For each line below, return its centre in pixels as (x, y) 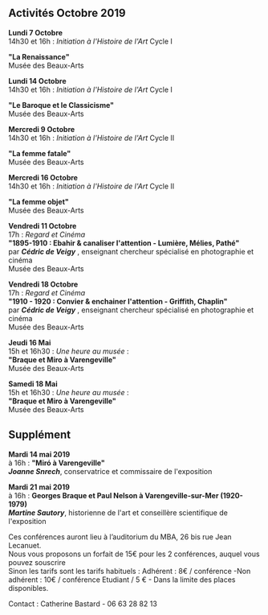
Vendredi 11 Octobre (43, 225)
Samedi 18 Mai (33, 384)
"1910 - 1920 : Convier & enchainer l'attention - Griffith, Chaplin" (118, 301)
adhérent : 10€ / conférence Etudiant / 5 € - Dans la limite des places (122, 580)
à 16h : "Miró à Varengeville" (57, 463)
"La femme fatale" (40, 153)
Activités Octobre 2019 (67, 13)
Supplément (39, 435)
